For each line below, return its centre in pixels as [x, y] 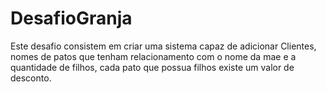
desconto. [31, 78]
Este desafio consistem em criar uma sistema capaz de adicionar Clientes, [163, 46]
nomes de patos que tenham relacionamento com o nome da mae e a [153, 56]
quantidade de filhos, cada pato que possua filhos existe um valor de [152, 67]
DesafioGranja [71, 18]
